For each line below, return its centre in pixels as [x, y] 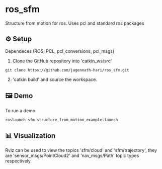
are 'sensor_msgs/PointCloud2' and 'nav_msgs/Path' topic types [72, 156]
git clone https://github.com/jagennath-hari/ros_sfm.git [67, 70]
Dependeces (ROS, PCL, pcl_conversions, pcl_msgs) [60, 51]
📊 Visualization [30, 136]
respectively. [18, 161]
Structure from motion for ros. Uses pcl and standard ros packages [75, 23]
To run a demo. [21, 110]
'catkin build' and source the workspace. [55, 79]
